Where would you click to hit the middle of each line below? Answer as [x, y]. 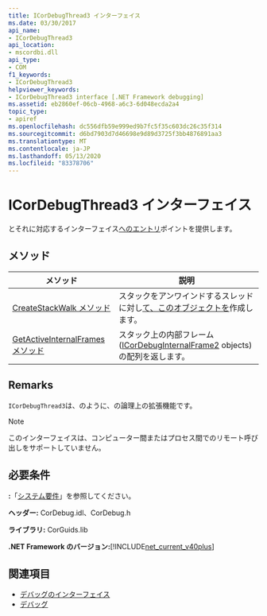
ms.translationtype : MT [48, 141]
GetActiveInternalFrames [59, 339]
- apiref [23, 119]
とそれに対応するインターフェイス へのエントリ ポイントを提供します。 [122, 229]
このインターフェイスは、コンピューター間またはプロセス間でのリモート [126, 437]
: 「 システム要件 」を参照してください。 [72, 496]
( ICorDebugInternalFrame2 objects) [186, 345]
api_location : [32, 45]
